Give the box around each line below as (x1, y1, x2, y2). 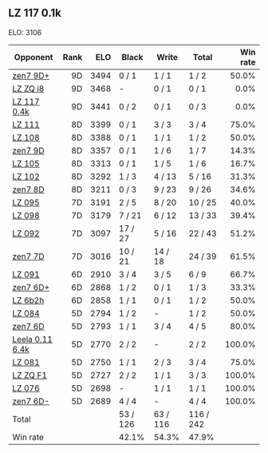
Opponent (14, 51, 53, 62)
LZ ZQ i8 (12, 83, 45, 94)
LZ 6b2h (12, 295, 45, 306)
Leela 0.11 (12, 333, 53, 344)
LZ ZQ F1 (12, 369, 48, 380)
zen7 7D (12, 251, 45, 262)
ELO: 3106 (8, 27, 42, 37)
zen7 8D (12, 184, 45, 195)
